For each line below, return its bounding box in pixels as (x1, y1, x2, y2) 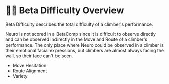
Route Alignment (12, 68, 47, 74)
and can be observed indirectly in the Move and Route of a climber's (5, 36, 148, 43)
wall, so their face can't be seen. (5, 53, 73, 59)
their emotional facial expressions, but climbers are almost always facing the (5, 47, 164, 53)
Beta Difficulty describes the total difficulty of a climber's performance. (5, 21, 153, 27)
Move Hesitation (12, 62, 47, 68)
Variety (12, 73, 28, 79)
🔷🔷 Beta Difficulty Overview (5, 5, 124, 16)
